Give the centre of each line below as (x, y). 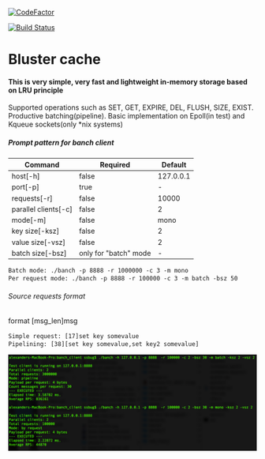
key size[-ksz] (35, 231)
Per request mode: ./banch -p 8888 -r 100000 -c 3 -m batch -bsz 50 (123, 279)
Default (174, 164)
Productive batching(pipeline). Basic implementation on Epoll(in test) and (127, 116)
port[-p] (25, 187)
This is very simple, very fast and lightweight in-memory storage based (128, 81)
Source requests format (47, 295)
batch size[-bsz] (39, 253)
